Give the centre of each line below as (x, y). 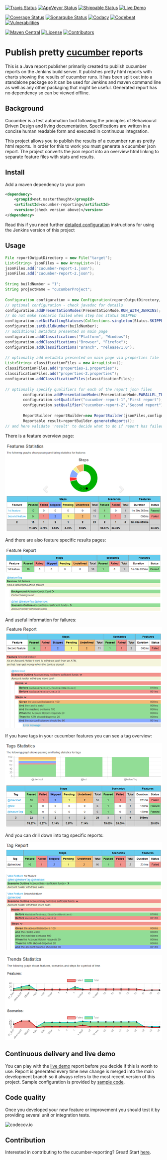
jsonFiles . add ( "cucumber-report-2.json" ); (50, 274)
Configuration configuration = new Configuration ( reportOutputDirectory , (83, 300)
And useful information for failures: (41, 620)
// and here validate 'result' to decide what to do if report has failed (84, 426)
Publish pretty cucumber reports (74, 53)
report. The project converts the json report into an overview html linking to (82, 151)
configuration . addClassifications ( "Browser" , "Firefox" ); (66, 342)
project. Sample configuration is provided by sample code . (65, 1082)
